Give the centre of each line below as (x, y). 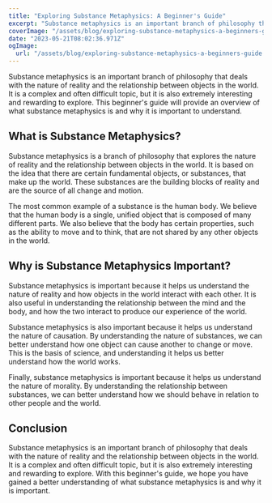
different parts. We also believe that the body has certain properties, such (132, 223)
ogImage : (23, 46)
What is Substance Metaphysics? (95, 136)
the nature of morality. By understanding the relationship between (118, 386)
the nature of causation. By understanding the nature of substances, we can (136, 335)
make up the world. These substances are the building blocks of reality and (134, 181)
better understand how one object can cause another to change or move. (131, 344)
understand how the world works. (65, 361)
